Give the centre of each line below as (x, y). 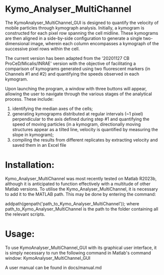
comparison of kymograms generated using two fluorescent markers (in (78, 69)
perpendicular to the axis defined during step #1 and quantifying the (81, 119)
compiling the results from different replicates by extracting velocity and (85, 140)
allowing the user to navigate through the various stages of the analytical (79, 94)
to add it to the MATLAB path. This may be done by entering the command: (81, 194)
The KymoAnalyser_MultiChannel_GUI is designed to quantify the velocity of (82, 23)
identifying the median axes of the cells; (52, 109)
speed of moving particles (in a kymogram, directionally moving (76, 124)
